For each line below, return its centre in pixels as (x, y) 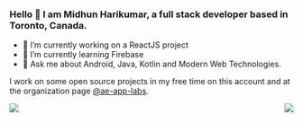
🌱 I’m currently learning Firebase (83, 55)
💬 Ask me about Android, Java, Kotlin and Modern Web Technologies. (151, 64)
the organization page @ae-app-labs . (79, 91)
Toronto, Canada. (48, 25)
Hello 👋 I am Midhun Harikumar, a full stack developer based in (149, 14)
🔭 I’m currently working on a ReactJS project (106, 45)
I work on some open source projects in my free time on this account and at (150, 82)
